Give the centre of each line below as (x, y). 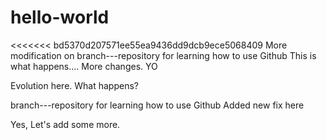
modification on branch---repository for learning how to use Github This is (163, 55)
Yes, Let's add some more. (65, 124)
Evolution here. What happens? (74, 85)
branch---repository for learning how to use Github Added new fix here (157, 105)
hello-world (60, 17)
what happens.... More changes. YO (84, 66)
